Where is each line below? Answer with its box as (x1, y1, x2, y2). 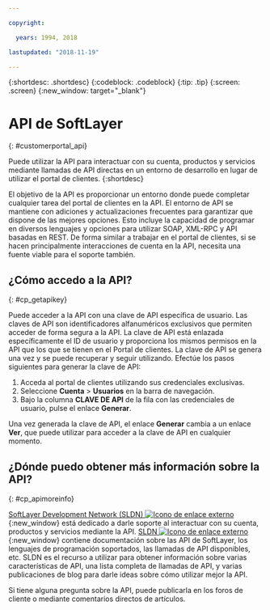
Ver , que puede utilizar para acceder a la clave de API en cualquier (8, 428, 231, 438)
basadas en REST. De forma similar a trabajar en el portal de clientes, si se (8, 232, 256, 243)
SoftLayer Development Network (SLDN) (8, 509, 144, 519)
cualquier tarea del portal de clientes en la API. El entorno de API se (8, 198, 234, 208)
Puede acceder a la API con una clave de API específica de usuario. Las (8, 311, 248, 320)
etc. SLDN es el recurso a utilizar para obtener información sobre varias (8, 552, 247, 562)
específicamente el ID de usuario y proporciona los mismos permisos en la (8, 337, 257, 346)
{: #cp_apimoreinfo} (8, 494, 75, 503)
